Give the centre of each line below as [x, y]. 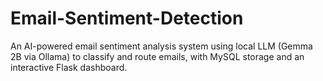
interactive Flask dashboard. [69, 67]
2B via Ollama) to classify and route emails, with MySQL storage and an [157, 56]
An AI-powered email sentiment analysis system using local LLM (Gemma [161, 46]
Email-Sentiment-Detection [127, 18]
